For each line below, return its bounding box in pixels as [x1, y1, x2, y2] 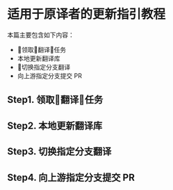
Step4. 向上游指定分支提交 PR [7, 171, 135, 183]
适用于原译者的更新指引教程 [7, 6, 166, 22]
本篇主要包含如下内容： [7, 31, 74, 39]
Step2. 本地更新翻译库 [7, 120, 103, 132]
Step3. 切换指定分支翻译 [7, 145, 112, 157]
